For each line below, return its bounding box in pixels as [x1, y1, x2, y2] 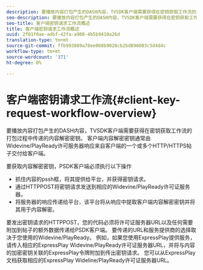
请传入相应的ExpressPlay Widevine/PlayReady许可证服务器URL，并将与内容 [6, 241, 195, 249]
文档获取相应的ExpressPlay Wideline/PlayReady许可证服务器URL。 [6, 257, 173, 264]
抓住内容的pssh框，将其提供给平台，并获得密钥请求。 [14, 175, 149, 183]
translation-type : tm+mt [6, 37, 69, 43]
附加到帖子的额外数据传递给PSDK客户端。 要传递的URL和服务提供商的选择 [6, 226, 192, 234]
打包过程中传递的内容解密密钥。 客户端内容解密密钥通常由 [6, 135, 151, 142]
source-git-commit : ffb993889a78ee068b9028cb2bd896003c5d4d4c [6, 43, 166, 49]
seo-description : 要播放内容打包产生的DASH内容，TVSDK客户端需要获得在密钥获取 [6, 15, 189, 21]
